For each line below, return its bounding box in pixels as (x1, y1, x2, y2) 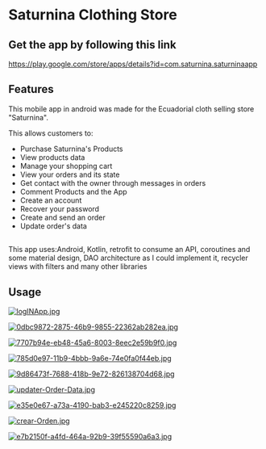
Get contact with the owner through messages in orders (19, 178, 206, 187)
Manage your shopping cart (19, 161, 113, 170)
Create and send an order (19, 212, 106, 222)
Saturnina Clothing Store (8, 6, 177, 24)
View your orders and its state (19, 170, 120, 179)
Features (8, 82, 54, 96)
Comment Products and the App (19, 187, 127, 196)
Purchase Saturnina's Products (19, 144, 123, 153)
